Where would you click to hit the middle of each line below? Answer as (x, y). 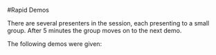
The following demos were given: (55, 44)
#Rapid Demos (28, 10)
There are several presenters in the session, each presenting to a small (108, 23)
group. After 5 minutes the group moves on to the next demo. (94, 31)
